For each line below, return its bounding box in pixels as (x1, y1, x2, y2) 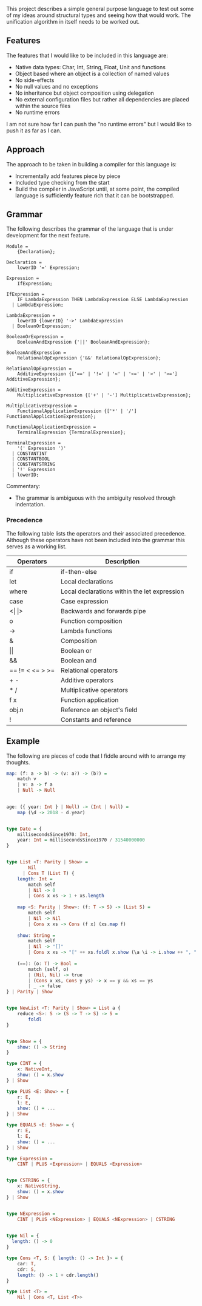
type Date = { (6, 826, 42, 832)
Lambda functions (60, 627, 112, 635)
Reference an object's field (60, 706, 138, 714)
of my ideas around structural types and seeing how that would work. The (6, 12, 191, 19)
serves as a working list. (6, 543, 67, 550)
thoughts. (6, 758, 30, 766)
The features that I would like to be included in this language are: (6, 52, 168, 59)
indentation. (15, 501, 45, 508)
